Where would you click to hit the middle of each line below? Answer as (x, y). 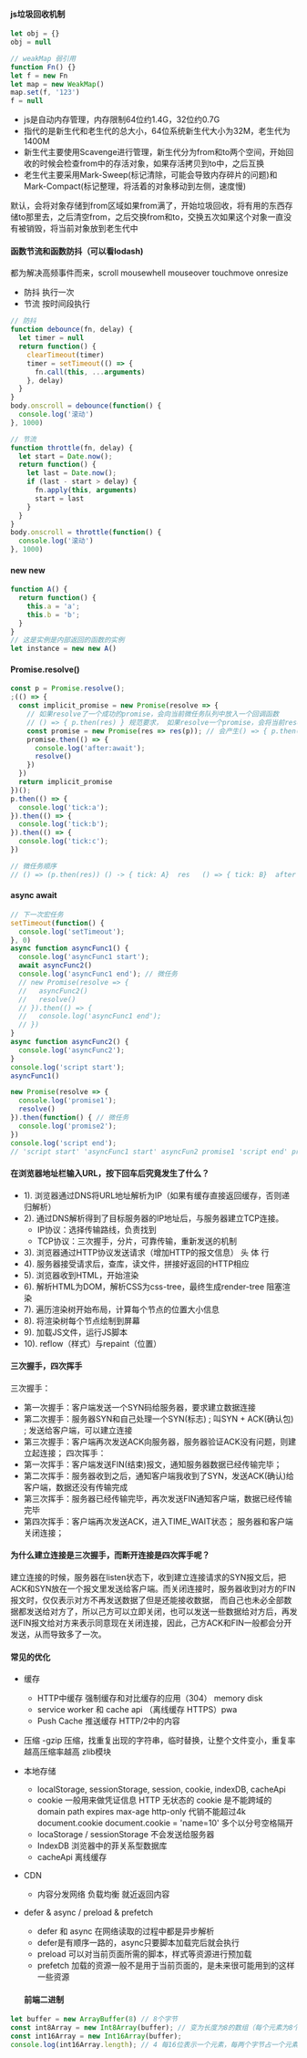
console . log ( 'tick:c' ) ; (63, 842)
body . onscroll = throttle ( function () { (86, 533)
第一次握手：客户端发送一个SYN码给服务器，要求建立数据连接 (139, 1407)
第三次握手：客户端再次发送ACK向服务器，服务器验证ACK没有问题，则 (156, 1442)
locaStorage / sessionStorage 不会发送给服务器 (126, 1835)
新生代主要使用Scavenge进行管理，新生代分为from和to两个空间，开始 (154, 152)
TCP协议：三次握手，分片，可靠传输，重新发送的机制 (137, 1241)
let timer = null (51, 338)
